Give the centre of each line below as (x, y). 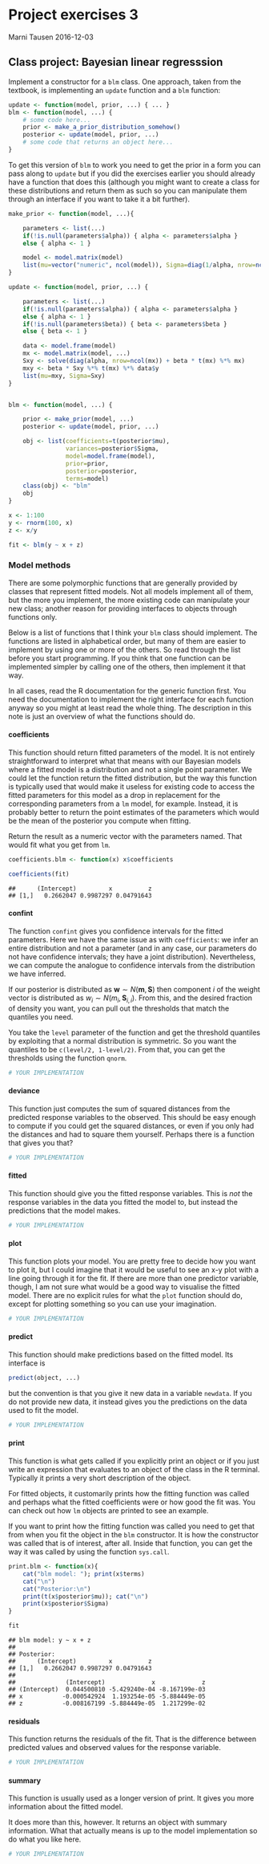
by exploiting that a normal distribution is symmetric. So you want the (122, 1040)
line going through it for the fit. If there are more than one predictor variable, (133, 1278)
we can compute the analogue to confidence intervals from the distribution (132, 965)
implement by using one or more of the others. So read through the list (124, 649)
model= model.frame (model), (110, 456)
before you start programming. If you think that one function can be (120, 658)
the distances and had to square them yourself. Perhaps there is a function (131, 1134)
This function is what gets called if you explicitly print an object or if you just (134, 1461)
